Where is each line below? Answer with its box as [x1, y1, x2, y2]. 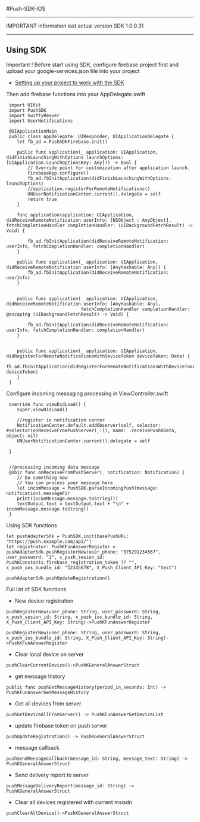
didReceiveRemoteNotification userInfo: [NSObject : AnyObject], [6, 217, 171, 223]
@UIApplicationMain [8, 128, 58, 134]
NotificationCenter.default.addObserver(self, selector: [17, 422, 161, 428]
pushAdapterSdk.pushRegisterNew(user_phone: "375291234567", [6, 549, 161, 555]
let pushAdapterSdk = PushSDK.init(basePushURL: [6, 533, 129, 539]
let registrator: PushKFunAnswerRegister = [6, 543, 116, 549]
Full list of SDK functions [6, 585, 67, 592]
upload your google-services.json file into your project [6, 67, 140, 74]
